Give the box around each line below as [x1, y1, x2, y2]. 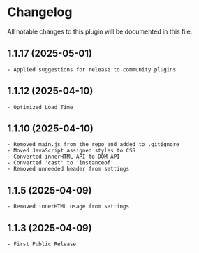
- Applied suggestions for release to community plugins [7, 66, 177, 73]
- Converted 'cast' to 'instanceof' [7, 159, 114, 166]
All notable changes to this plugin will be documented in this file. [7, 27, 193, 36]
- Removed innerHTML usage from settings [7, 203, 130, 210]
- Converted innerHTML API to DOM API [7, 153, 120, 161]
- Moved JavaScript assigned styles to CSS [7, 147, 136, 154]
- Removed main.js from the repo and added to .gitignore [7, 141, 179, 148]
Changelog [7, 4, 73, 20]
